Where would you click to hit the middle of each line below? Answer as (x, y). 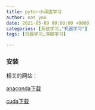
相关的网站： (22, 76)
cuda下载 (18, 101)
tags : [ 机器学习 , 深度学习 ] (36, 34)
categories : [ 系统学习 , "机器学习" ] (47, 29)
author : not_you (26, 17)
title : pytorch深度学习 (34, 12)
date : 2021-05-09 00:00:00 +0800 (48, 23)
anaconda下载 (24, 88)
